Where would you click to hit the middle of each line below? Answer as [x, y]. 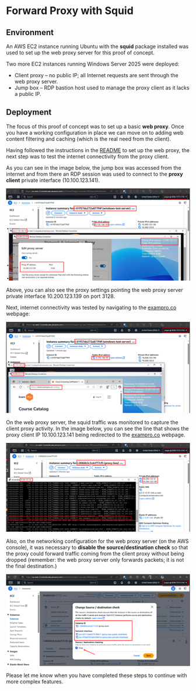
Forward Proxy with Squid [70, 11]
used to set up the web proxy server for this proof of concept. [80, 53]
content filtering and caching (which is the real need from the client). [88, 139]
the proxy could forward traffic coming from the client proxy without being [95, 554]
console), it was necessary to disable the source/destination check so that [97, 548]
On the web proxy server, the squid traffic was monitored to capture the [92, 422]
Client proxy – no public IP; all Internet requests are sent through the [97, 75]
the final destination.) [32, 566]
